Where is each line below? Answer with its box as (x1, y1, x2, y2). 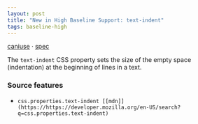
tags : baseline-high (7, 23, 68, 30)
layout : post (7, 10, 45, 17)
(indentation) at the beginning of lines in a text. (7, 63, 142, 72)
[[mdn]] (102, 98, 125, 104)
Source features (7, 81, 64, 91)
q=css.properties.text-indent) (17, 109, 109, 117)
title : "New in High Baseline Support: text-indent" (7, 17, 164, 24)
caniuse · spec (7, 42, 50, 51)
